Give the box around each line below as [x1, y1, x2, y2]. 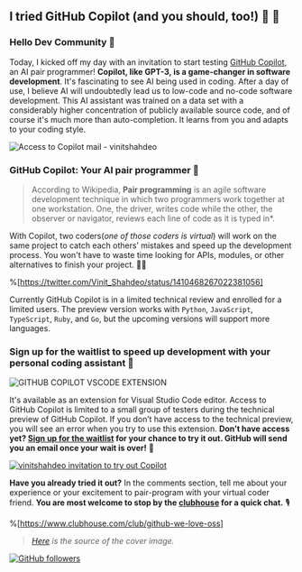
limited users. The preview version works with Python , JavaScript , [9, 303, 254, 314]
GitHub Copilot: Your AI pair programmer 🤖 [9, 163, 200, 176]
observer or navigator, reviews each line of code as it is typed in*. [31, 213, 275, 224]
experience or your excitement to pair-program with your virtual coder [9, 487, 270, 498]
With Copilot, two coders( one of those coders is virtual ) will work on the [9, 230, 277, 241]
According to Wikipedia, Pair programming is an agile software [31, 184, 267, 195]
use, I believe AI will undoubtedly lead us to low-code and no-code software [9, 85, 293, 96]
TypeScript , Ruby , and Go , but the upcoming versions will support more [9, 313, 270, 324]
